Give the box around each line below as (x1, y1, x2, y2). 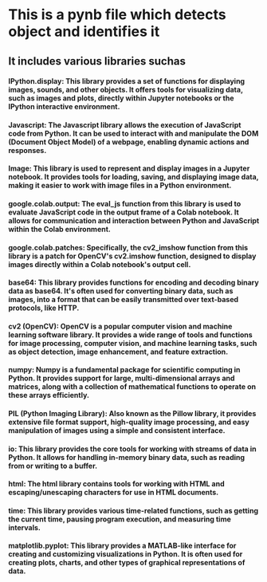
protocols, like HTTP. (8, 303, 80, 313)
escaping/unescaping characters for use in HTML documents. (8, 488, 219, 497)
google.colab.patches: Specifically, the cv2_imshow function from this (8, 242, 249, 252)
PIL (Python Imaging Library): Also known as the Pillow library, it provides (8, 408, 257, 418)
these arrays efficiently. (8, 391, 90, 400)
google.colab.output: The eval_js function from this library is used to (8, 199, 241, 208)
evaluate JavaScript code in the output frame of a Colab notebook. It (8, 207, 239, 217)
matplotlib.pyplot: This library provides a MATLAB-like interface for (8, 541, 237, 551)
